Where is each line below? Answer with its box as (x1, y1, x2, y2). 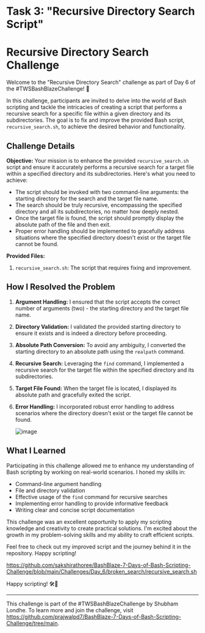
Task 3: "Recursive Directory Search (6, 4, 195, 18)
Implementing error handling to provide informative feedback (15, 500, 169, 507)
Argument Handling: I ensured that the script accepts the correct (15, 298, 181, 305)
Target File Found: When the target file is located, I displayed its (15, 384, 177, 392)
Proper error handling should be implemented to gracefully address (15, 227, 185, 234)
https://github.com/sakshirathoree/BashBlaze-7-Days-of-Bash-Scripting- (6, 561, 191, 569)
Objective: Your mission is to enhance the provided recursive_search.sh (6, 157, 189, 164)
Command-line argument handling (15, 480, 102, 487)
